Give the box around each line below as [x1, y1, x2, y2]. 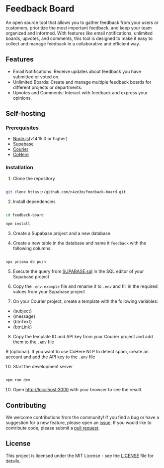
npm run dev [5, 378, 30, 383]
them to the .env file [12, 339, 54, 345]
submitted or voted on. [12, 73, 60, 80]
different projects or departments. [12, 84, 82, 90]
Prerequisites [5, 124, 39, 131]
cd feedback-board [5, 213, 44, 218]
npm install [5, 222, 30, 227]
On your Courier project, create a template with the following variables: [12, 298, 159, 304]
